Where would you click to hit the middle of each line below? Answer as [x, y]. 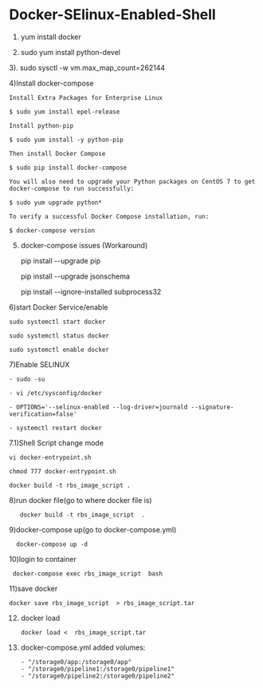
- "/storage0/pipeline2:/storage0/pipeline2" [97, 676]
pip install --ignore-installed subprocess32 [91, 291]
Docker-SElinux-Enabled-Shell [112, 15]
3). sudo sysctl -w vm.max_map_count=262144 [87, 67]
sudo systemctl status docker [59, 336]
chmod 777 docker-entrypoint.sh [63, 471]
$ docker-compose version [52, 230]
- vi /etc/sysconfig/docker [56, 393]
